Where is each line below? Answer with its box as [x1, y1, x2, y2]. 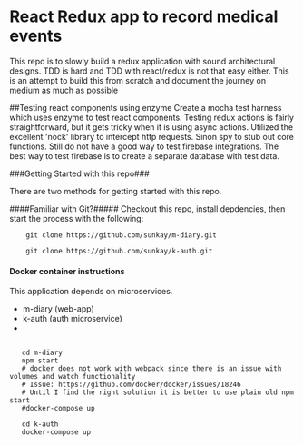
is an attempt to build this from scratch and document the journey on [9, 74, 266, 85]
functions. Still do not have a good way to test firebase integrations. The [9, 141, 279, 152]
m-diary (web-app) [22, 303, 95, 314]
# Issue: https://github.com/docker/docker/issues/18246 [21, 380, 242, 390]
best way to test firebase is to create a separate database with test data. [9, 150, 279, 161]
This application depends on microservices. [9, 286, 173, 297]
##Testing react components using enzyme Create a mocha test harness [9, 102, 282, 113]
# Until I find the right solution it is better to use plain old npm [21, 388, 295, 397]
